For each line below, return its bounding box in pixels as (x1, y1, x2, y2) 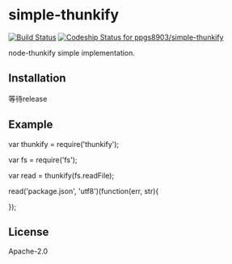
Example (8, 118, 53, 132)
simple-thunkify (8, 6, 120, 24)
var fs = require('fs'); (8, 155, 78, 165)
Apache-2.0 (8, 246, 49, 256)
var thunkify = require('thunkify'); (8, 139, 120, 149)
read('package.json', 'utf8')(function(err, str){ (8, 186, 159, 195)
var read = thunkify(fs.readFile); (8, 170, 115, 180)
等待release (8, 94, 48, 103)
